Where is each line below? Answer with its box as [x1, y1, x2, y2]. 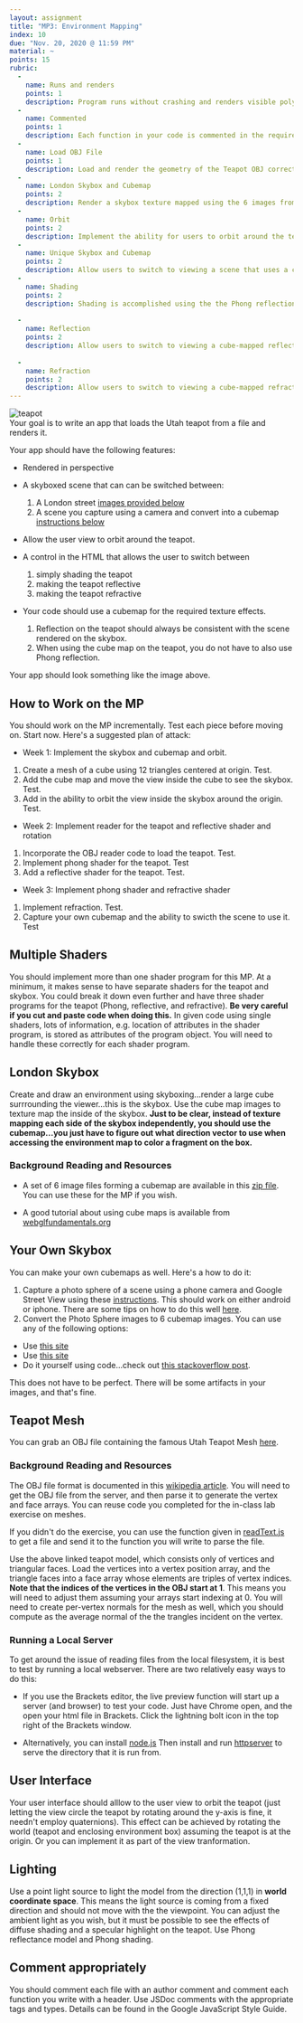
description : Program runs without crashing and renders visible [25, 97, 277, 107]
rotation [22, 829, 52, 841]
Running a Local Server [9, 1633, 114, 1646]
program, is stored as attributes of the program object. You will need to [9, 1028, 273, 1040]
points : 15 [9, 55, 50, 64]
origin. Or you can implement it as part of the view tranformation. [9, 1835, 251, 1846]
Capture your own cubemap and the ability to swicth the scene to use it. [22, 911, 290, 922]
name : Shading [25, 282, 78, 291]
